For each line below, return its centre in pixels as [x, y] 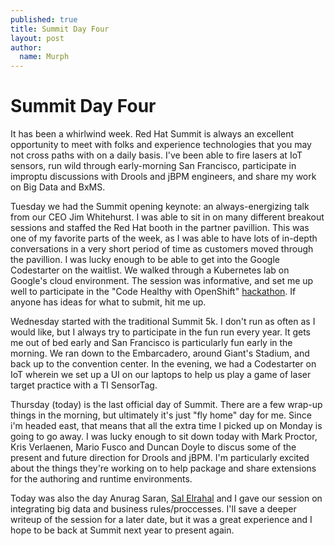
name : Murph [44, 57]
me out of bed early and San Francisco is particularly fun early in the [151, 343]
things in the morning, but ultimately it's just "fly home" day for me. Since [161, 415]
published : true [44, 19]
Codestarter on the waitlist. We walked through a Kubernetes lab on [150, 270]
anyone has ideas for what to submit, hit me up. [108, 302]
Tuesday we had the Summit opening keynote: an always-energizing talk [160, 207]
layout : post [37, 38]
